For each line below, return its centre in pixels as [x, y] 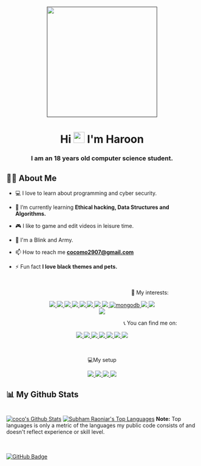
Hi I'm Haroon [102, 139]
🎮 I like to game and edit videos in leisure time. [74, 225]
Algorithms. [31, 213]
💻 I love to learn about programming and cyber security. [86, 193]
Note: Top [169, 418]
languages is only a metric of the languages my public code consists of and [101, 425]
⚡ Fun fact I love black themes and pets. [66, 266]
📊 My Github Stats [43, 394]
